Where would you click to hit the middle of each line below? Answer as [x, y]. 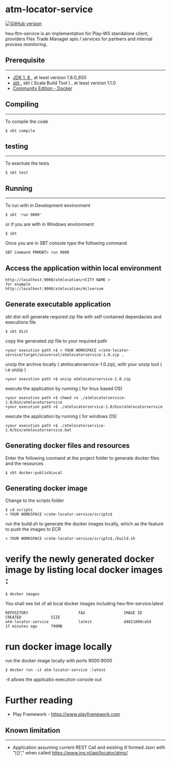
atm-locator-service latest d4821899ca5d [78, 622]
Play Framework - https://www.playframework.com [66, 714]
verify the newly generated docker [80, 559]
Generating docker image [47, 488]
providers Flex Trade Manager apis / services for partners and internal [79, 39]
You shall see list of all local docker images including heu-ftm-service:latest [84, 604]
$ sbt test [17, 173]
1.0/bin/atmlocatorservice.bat [38, 430]
